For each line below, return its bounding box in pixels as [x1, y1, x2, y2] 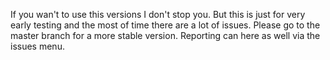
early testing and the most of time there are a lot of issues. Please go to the [10, 19, 321, 31]
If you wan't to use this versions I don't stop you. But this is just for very [10, 9, 306, 20]
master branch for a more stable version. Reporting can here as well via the [10, 30, 321, 41]
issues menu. [10, 40, 65, 52]
